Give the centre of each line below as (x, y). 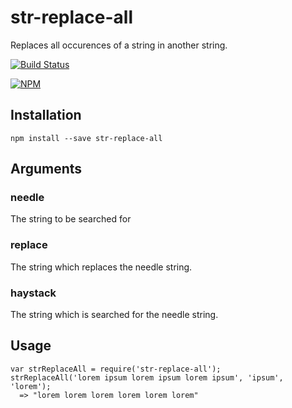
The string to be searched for (71, 219)
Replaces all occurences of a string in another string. (119, 45)
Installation (46, 115)
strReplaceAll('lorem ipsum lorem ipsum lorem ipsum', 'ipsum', (147, 377)
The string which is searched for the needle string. (114, 315)
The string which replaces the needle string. (101, 267)
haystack (33, 293)
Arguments (46, 169)
